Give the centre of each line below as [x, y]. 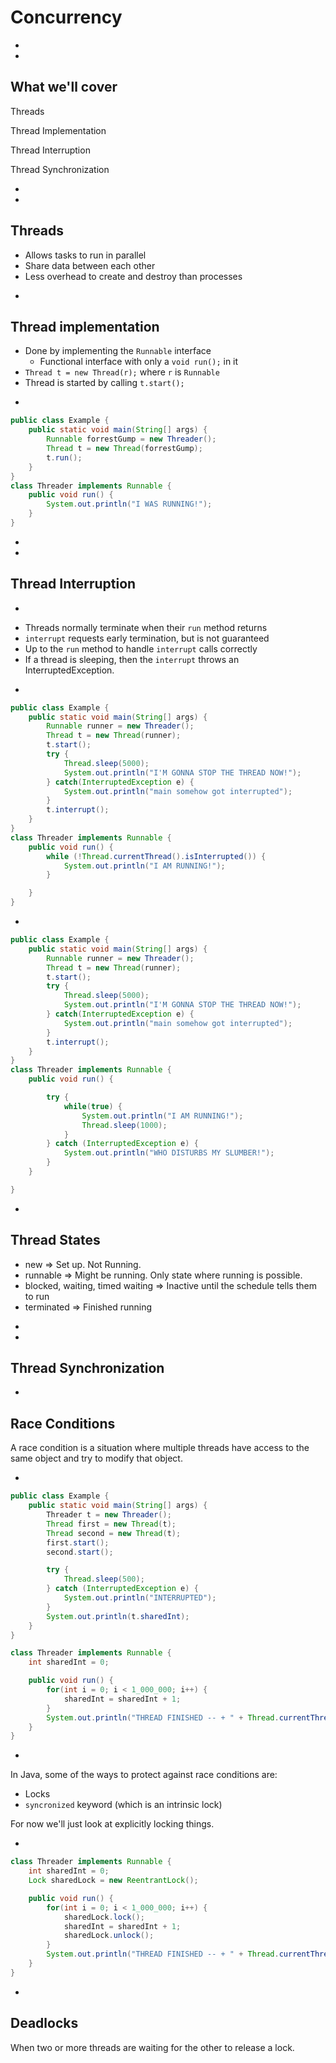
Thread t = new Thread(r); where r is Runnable [122, 372]
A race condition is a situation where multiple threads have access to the [160, 1448]
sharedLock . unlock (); [109, 1936]
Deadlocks [44, 2023]
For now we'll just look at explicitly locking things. [112, 1824]
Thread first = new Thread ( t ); [111, 1524]
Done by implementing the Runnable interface [118, 351]
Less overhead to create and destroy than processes [133, 276]
